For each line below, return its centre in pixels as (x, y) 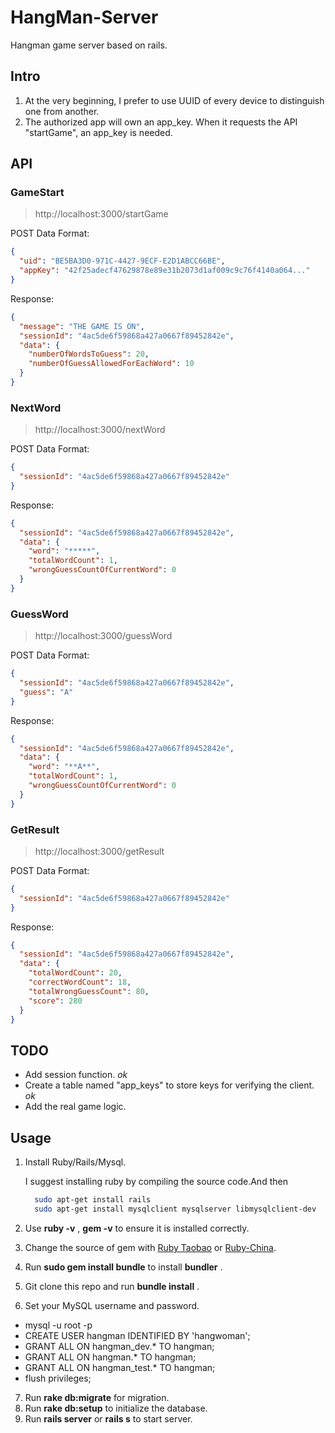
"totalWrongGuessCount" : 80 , (89, 991)
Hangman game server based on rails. (89, 45)
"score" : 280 (55, 1001)
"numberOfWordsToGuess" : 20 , (89, 354)
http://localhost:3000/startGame (101, 214)
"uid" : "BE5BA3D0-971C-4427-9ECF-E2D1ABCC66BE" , (122, 261)
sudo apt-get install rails (93, 1200)
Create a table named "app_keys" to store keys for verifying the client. (169, 1085)
